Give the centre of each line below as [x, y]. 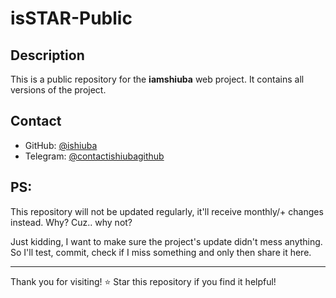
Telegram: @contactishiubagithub [94, 156]
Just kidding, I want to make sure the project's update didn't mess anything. [166, 241]
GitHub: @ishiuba [61, 145]
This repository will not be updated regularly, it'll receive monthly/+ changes [167, 211]
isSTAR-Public [71, 18]
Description [47, 55]
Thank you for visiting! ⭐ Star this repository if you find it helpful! [143, 281]
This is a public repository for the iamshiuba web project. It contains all [157, 79]
